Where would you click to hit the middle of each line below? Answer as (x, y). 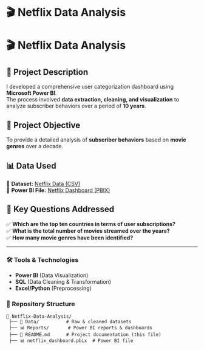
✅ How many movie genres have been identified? (70, 238)
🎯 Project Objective (43, 125)
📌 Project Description (47, 72)
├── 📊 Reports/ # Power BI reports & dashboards (81, 328)
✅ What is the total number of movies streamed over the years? (88, 231)
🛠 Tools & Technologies (42, 259)
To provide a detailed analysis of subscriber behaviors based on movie (96, 140)
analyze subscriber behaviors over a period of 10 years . (76, 106)
